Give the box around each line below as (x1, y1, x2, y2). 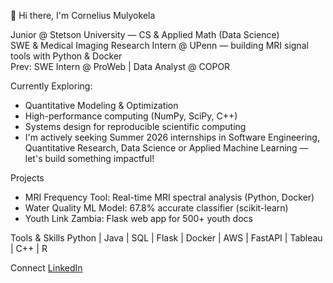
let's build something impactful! (24, 153, 155, 164)
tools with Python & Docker (10, 50, 123, 62)
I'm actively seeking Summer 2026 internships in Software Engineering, (24, 131, 320, 143)
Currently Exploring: (10, 80, 93, 92)
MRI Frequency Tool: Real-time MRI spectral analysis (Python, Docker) (24, 191, 315, 203)
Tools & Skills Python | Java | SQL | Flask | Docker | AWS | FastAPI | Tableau (10, 232, 323, 244)
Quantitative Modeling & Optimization (24, 100, 179, 111)
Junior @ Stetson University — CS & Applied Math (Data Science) (10, 29, 280, 40)
